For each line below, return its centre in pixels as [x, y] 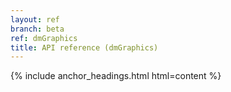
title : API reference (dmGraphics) [84, 47]
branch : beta [37, 29]
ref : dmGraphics [44, 38]
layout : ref [35, 19]
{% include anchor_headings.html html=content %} [116, 76]
